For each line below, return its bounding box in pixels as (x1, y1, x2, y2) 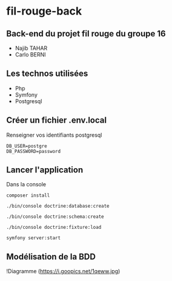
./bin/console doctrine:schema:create (6, 214, 104, 220)
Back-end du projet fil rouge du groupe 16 (6, 29, 166, 39)
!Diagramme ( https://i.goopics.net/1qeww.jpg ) (6, 268, 121, 275)
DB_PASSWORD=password (6, 148, 61, 154)
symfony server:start (6, 235, 61, 241)
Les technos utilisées (6, 69, 88, 79)
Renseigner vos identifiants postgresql (6, 131, 102, 138)
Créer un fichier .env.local (6, 115, 107, 126)
